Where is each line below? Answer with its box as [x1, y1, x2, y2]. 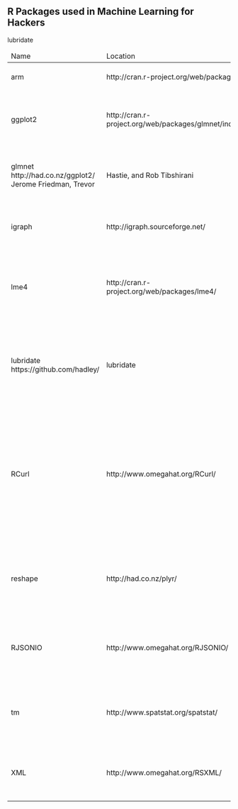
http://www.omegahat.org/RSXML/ [106, 767, 222, 777]
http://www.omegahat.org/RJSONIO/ [106, 642, 229, 652]
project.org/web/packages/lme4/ [106, 286, 217, 296]
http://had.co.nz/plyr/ [106, 574, 177, 584]
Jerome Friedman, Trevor [11, 179, 96, 189]
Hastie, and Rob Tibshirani [106, 170, 194, 180]
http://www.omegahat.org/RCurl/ [106, 469, 216, 479]
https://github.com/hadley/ [11, 364, 100, 374]
